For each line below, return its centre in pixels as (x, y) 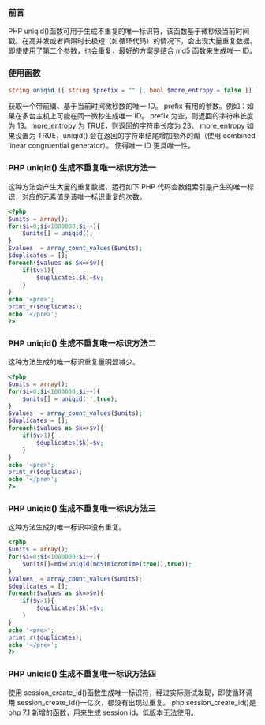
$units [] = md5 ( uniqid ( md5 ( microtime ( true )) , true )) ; (107, 564)
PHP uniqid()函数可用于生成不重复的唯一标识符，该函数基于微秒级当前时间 (129, 31)
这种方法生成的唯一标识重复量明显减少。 (74, 362)
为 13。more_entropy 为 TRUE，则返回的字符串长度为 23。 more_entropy (127, 126)
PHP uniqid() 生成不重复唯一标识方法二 (82, 343)
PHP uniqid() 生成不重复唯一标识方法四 (82, 674)
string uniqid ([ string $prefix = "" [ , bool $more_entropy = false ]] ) (134, 90)
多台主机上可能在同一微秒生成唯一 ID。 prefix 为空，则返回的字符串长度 (138, 116)
